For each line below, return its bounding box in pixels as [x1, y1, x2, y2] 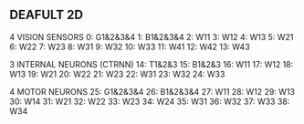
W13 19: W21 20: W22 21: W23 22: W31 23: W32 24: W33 [9, 68, 225, 79]
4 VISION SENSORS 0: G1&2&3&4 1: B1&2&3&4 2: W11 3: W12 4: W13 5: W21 [9, 31, 294, 42]
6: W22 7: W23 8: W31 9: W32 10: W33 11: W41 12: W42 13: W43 [9, 41, 251, 52]
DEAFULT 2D [9, 7, 84, 23]
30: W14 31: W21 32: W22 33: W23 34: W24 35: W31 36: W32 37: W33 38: [9, 96, 290, 107]
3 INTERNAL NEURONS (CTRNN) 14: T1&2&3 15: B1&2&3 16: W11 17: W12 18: [9, 58, 294, 69]
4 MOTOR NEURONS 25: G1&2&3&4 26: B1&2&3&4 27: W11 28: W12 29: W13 [9, 86, 295, 97]
